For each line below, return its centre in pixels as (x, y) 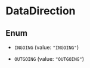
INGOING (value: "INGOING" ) (46, 47)
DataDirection (41, 11)
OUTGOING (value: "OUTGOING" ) (49, 59)
